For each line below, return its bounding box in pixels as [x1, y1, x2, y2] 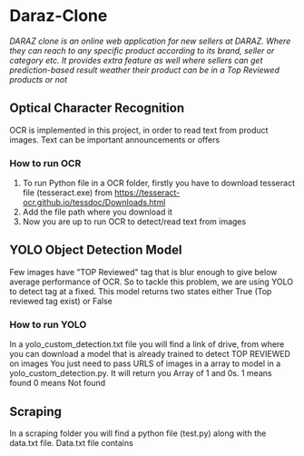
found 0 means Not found [9, 378, 106, 389]
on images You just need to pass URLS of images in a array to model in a [9, 358, 281, 369]
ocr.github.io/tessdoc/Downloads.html [22, 197, 166, 208]
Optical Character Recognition [9, 101, 184, 116]
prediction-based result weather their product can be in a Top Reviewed [9, 64, 279, 75]
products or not [9, 74, 68, 84]
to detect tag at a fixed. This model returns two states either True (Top [9, 285, 272, 296]
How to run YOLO [9, 318, 87, 331]
